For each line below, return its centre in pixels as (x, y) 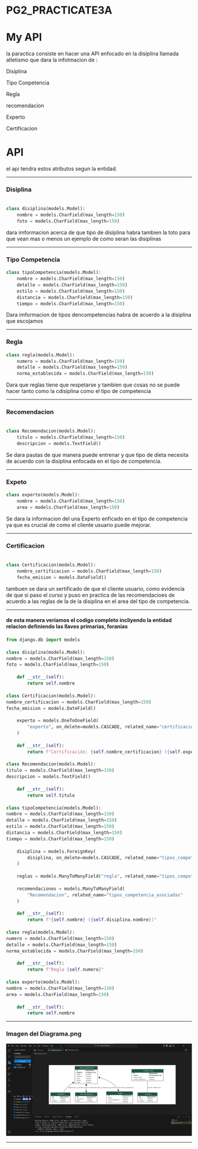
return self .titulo (51, 795)
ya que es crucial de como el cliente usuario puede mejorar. (79, 525)
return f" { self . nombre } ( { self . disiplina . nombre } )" (92, 920)
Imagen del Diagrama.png (44, 1034)
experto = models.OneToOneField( (58, 721)
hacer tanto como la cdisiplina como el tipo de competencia (79, 391)
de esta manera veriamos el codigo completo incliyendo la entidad (89, 620)
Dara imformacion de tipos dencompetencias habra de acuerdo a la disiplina (99, 315)
